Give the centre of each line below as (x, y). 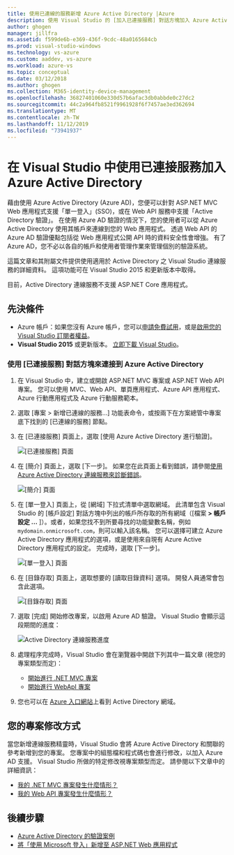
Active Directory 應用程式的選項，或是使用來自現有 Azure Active (109, 540)
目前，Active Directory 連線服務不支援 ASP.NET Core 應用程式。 (99, 285)
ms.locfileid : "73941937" (45, 131)
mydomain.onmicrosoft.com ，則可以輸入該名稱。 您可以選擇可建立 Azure (120, 530)
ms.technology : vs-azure (43, 53)
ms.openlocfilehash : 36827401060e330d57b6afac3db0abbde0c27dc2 (101, 98)
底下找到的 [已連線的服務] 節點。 (64, 422)
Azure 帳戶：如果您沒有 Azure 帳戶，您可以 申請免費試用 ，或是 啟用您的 (119, 327)
